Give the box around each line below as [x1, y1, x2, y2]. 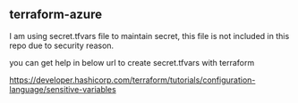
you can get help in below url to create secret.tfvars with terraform [9, 57, 255, 67]
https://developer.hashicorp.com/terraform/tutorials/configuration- [9, 75, 256, 85]
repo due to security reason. [9, 40, 115, 51]
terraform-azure [9, 7, 103, 22]
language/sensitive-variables [9, 83, 116, 94]
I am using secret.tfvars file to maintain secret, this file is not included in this [9, 30, 290, 41]
